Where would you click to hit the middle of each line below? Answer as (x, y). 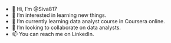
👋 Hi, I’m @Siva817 (34, 9)
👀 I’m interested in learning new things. (59, 15)
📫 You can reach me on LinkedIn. (53, 34)
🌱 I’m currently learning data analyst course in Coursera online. (88, 21)
